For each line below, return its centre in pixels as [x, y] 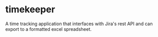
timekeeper [30, 10]
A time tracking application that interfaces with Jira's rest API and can [79, 24]
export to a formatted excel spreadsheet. [48, 29]
